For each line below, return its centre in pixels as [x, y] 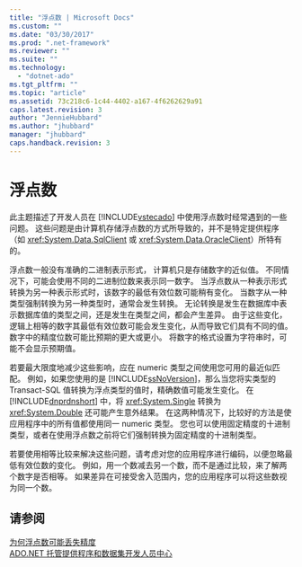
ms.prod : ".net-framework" [60, 43]
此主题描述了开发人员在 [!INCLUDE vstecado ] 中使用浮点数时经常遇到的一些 [148, 217]
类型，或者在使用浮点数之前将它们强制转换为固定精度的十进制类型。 [135, 434]
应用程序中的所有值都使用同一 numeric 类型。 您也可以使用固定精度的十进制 [150, 423]
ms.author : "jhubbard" [52, 127]
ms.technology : [38, 68]
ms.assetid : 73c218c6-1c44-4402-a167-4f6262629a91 [106, 101]
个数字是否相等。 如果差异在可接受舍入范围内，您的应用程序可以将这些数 [144, 476]
